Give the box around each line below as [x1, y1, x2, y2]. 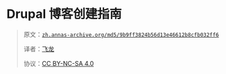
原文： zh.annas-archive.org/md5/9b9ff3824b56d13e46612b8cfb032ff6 [23, 30, 219, 38]
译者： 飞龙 [23, 45, 55, 53]
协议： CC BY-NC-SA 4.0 [23, 59, 94, 67]
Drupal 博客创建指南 [6, 6, 122, 22]
